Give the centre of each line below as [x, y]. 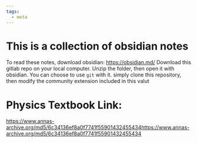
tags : [13, 11]
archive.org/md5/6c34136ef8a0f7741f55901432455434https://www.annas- [98, 128]
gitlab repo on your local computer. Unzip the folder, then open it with [90, 69]
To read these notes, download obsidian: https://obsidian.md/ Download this [98, 62]
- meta [19, 17]
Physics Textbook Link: [64, 105]
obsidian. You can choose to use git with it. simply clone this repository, [94, 75]
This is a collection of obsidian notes [97, 46]
